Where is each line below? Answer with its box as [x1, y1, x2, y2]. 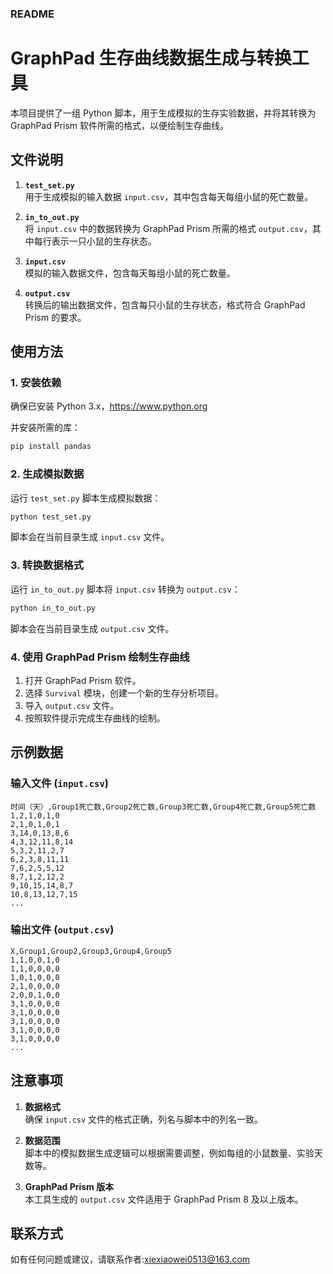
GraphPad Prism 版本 [24, 1180, 115, 1192]
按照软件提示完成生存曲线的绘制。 [24, 712, 166, 724]
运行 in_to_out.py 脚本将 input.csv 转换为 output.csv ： [10, 583, 241, 595]
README [10, 7, 55, 21]
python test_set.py [10, 512, 92, 522]
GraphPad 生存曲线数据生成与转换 [10, 47, 292, 70]
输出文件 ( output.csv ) [10, 923, 115, 937]
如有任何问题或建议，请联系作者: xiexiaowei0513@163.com [10, 1253, 251, 1266]
